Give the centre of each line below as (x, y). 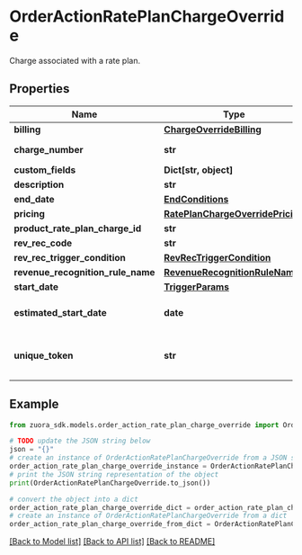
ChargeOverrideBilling (213, 130)
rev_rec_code (43, 243)
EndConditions (196, 199)
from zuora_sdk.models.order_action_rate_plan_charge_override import (144, 425)
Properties (40, 89)
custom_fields (45, 170)
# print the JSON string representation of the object (114, 474)
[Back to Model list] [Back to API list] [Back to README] (112, 542)
